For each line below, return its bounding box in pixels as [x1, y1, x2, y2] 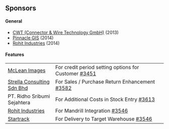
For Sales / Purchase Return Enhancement [55, 78, 155, 85]
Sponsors [5, 4, 36, 13]
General [5, 18, 23, 24]
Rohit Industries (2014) [12, 40, 60, 46]
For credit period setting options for [55, 63, 139, 71]
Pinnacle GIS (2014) [12, 35, 54, 41]
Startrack [8, 115, 30, 122]
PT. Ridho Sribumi [8, 93, 50, 100]
